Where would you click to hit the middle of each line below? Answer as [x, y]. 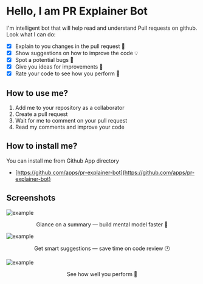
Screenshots [31, 198]
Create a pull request [41, 114]
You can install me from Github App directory [63, 161]
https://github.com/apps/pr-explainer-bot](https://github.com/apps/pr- [106, 172]
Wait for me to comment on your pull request [71, 121]
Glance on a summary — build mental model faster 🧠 [102, 224]
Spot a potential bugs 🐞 [44, 60]
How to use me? [37, 93]
